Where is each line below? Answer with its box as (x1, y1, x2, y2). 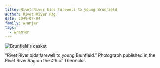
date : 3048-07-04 (5, 16, 41, 21)
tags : (5, 25, 16, 30)
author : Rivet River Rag (5, 12, 56, 17)
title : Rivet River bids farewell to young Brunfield (5, 7, 118, 12)
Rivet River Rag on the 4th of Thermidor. (5, 58, 87, 63)
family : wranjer (5, 20, 38, 26)
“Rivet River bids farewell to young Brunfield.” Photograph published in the (5, 52, 156, 58)
